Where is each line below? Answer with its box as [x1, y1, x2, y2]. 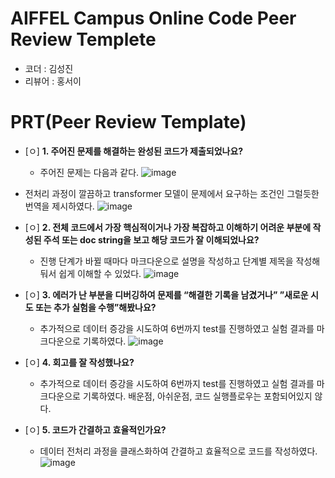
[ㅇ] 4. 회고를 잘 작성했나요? [24, 356, 135, 368]
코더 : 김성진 [24, 62, 74, 74]
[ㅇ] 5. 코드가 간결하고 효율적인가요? [24, 423, 167, 436]
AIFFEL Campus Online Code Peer [10, 7, 297, 30]
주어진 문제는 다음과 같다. [39, 166, 140, 178]
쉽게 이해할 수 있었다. [58, 267, 142, 279]
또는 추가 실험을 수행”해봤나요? [34, 301, 157, 313]
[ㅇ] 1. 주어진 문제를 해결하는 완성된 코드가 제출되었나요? [24, 145, 244, 157]
